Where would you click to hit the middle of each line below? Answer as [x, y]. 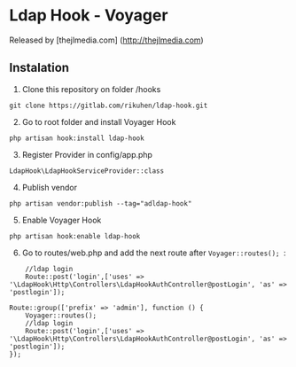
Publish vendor [50, 187]
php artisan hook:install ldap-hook [77, 138]
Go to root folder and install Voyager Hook [99, 121]
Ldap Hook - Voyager [89, 16]
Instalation [39, 68]
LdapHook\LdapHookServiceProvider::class [87, 171]
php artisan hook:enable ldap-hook [75, 236]
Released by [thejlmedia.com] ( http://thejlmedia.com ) [106, 40]
